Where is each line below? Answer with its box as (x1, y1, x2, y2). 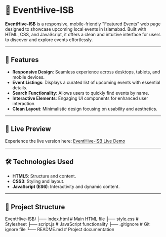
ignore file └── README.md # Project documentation (5, 227, 115, 233)
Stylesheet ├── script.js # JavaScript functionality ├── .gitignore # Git (5, 221, 150, 227)
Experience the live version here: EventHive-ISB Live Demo (5, 138, 125, 144)
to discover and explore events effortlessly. (5, 37, 93, 43)
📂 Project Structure (5, 203, 65, 211)
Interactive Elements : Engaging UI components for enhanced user (12, 95, 148, 101)
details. (12, 84, 28, 91)
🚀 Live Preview (5, 125, 51, 133)
